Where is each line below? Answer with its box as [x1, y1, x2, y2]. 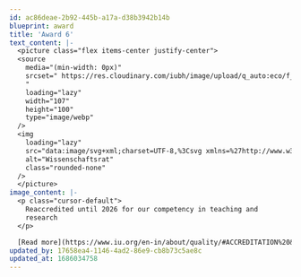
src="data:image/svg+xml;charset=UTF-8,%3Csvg [25, 146, 202, 155]
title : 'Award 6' [9, 30, 74, 39]
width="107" [25, 96, 70, 106]
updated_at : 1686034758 [9, 255, 99, 264]
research [25, 212, 58, 222]
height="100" [25, 105, 74, 114]
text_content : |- [9, 38, 74, 48]
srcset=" [25, 72, 58, 81]
